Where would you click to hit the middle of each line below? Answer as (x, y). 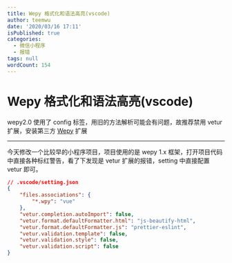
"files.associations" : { (55, 195)
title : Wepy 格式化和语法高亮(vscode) (59, 13)
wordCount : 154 (29, 65)
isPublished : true (33, 33)
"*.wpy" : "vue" (54, 201)
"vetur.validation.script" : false (69, 246)
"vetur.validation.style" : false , (69, 240)
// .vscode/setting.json (43, 182)
